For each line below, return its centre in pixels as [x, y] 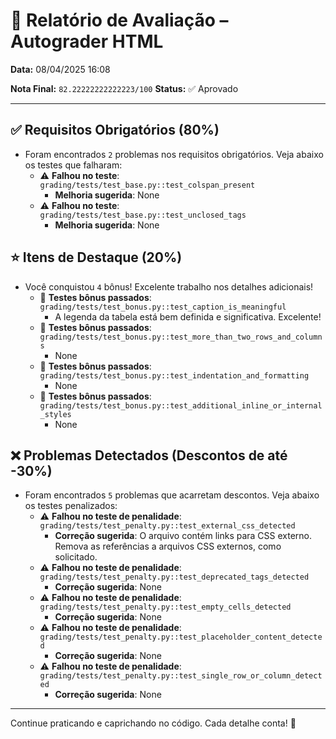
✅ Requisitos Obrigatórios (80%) [115, 130]
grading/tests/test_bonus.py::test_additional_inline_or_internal [181, 405]
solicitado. [76, 557]
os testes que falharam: [73, 165]
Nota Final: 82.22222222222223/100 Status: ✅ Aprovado [124, 88]
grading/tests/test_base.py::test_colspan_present [147, 185]
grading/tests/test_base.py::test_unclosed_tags [143, 215]
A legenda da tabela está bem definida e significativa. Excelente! [188, 316]
